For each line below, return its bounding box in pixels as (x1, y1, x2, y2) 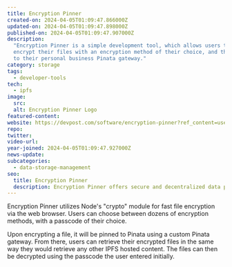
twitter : (7, 132, 32, 139)
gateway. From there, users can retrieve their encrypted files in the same (7, 237, 214, 246)
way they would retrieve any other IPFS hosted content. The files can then (7, 245, 218, 253)
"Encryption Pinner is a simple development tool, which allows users (13, 42, 221, 49)
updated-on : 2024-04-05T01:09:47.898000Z (7, 23, 128, 30)
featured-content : (7, 112, 60, 119)
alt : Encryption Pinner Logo (13, 106, 97, 113)
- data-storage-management (13, 164, 91, 171)
